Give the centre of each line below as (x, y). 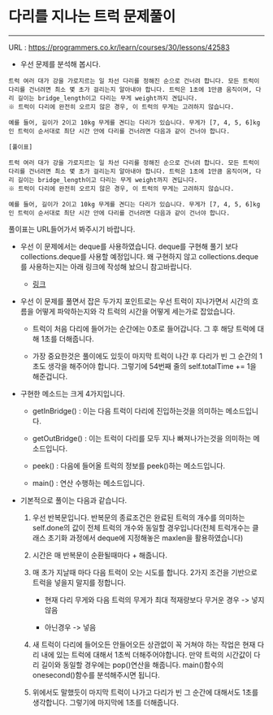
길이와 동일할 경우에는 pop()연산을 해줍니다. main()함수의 (132, 665)
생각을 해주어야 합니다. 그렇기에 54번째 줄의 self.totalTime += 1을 (152, 366)
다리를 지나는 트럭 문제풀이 (92, 17)
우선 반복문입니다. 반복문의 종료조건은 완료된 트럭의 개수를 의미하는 (139, 518)
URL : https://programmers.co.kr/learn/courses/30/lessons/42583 (119, 47)
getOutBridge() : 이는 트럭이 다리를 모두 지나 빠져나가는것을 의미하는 (142, 438)
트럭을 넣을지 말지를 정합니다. (79, 583)
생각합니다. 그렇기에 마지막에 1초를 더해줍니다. (105, 702)
